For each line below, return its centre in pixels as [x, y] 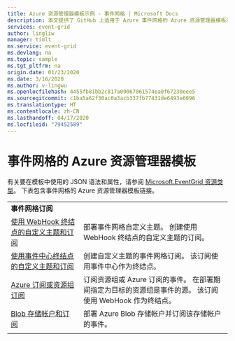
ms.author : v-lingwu [37, 85]
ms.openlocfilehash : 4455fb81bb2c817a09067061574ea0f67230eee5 [101, 92]
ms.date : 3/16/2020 [36, 79]
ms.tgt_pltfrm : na [34, 66]
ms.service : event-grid [42, 46]
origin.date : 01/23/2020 [43, 72]
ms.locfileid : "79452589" [45, 124]
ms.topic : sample [33, 60]
